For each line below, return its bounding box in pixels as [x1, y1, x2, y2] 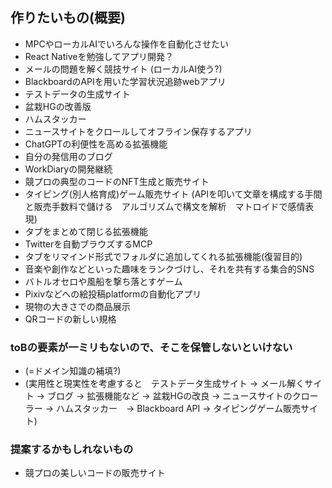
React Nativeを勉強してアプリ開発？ [24, 50, 174, 62]
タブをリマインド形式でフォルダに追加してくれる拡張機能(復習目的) [24, 250, 303, 262]
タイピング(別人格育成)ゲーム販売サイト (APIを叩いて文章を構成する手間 [24, 188, 323, 200]
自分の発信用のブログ [24, 150, 113, 162]
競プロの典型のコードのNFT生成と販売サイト [24, 175, 210, 187]
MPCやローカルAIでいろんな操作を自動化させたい [24, 38, 230, 50]
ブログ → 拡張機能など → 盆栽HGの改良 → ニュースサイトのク [47, 390, 302, 402]
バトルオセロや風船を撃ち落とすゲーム [24, 275, 183, 287]
